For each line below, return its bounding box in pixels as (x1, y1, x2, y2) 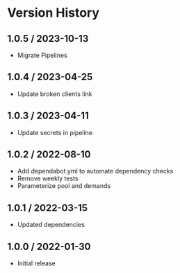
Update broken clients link (17, 89, 92, 98)
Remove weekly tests (17, 174, 79, 182)
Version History (7, 5, 99, 21)
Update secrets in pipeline (17, 128, 92, 136)
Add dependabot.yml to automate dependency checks (17, 167, 174, 175)
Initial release (17, 259, 56, 267)
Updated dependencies (17, 221, 85, 229)
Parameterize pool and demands (17, 182, 111, 190)
